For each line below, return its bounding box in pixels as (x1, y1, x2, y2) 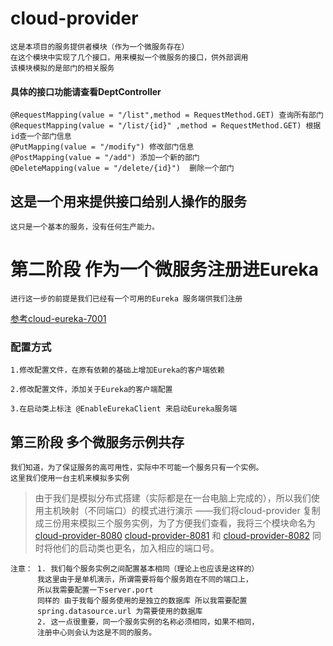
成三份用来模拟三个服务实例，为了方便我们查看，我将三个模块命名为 (34, 517, 316, 529)
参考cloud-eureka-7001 (10, 312, 107, 324)
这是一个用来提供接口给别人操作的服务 (10, 193, 247, 210)
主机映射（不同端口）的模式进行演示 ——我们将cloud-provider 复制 (43, 505, 321, 516)
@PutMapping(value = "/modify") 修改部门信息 (10, 142, 195, 152)
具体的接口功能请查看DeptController (10, 85, 162, 97)
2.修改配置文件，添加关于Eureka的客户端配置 (10, 385, 173, 395)
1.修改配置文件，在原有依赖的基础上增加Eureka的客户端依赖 (10, 365, 225, 376)
